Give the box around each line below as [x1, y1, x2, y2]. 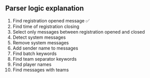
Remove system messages [12, 39, 69, 45]
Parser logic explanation [5, 4, 84, 13]
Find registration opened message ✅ [12, 17, 90, 23]
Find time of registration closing [12, 23, 80, 30]
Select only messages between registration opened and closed [12, 29, 145, 35]
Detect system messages [12, 34, 66, 40]
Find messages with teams [12, 66, 69, 73]
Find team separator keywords [12, 56, 77, 62]
